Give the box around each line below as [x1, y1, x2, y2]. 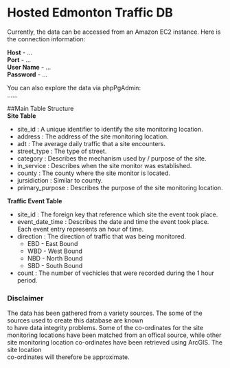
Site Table [7, 112, 36, 120]
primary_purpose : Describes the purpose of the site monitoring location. [16, 183, 223, 192]
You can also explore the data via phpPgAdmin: [7, 83, 141, 92]
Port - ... [7, 55, 32, 63]
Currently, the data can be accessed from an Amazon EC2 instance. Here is [7, 28, 221, 36]
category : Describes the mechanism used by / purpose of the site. [16, 154, 207, 163]
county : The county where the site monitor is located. [16, 169, 170, 177]
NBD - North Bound [27, 254, 83, 263]
